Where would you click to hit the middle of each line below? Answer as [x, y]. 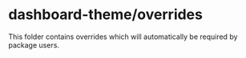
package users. [34, 44]
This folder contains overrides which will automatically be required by [123, 37]
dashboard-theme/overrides [105, 15]
